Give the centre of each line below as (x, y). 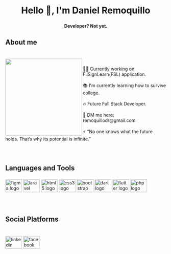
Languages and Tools (40, 168)
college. (91, 93)
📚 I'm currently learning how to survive (125, 86)
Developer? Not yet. (86, 26)
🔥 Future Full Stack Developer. (115, 104)
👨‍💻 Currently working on (109, 69)
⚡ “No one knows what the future (118, 132)
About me (21, 42)
